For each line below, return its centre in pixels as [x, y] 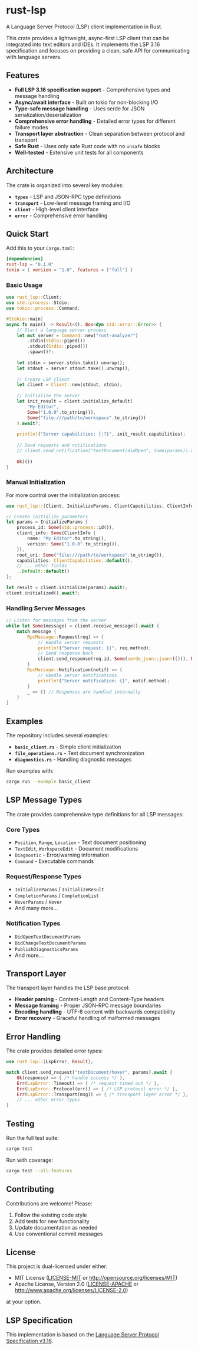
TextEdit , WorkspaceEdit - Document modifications [76, 848]
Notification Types [33, 923]
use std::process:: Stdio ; [38, 303]
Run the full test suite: [32, 1137]
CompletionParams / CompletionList [57, 895]
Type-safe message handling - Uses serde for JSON [80, 108]
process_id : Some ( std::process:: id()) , [66, 528]
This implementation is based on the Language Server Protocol [82, 1335]
